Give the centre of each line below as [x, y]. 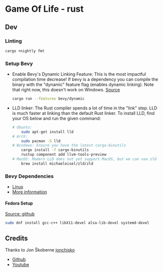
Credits [17, 238]
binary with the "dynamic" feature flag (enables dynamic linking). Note [83, 84]
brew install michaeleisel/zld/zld [57, 164]
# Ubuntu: [22, 127]
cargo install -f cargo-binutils [55, 150]
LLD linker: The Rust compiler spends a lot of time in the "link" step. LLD [85, 108]
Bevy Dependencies [29, 176]
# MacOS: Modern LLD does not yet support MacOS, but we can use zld [84, 159]
